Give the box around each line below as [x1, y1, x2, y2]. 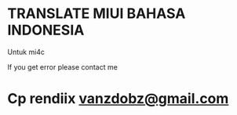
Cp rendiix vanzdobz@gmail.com [7, 90, 229, 108]
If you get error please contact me [7, 62, 118, 71]
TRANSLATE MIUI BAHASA [7, 5, 186, 23]
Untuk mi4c [7, 47, 45, 56]
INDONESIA [7, 21, 85, 39]
